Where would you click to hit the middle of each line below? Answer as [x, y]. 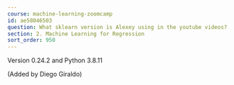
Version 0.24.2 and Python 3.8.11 [55, 60]
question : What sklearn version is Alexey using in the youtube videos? [117, 27]
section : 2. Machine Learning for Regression [76, 34]
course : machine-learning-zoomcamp [60, 14]
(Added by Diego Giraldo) [45, 74]
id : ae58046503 [30, 21]
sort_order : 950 [31, 40]
